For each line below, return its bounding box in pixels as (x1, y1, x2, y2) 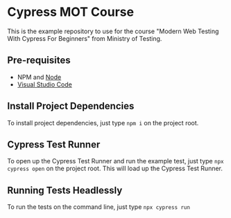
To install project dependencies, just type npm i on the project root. (7, 118, 199, 127)
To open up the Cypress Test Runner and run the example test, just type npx (7, 157, 224, 165)
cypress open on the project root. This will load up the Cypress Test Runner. (7, 164, 223, 173)
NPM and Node (17, 73, 62, 81)
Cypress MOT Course (7, 4, 134, 20)
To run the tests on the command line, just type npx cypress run (7, 203, 191, 211)
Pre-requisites (7, 55, 71, 66)
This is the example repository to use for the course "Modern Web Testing (7, 27, 219, 35)
